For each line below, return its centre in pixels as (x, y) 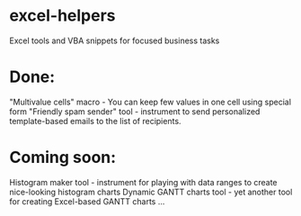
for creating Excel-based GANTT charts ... (87, 201)
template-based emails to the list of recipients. (95, 121)
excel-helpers (62, 16)
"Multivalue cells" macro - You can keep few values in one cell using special (150, 102)
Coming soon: (63, 157)
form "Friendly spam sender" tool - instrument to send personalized (135, 111)
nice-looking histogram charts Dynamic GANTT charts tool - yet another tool (151, 192)
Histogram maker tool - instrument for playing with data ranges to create (143, 182)
